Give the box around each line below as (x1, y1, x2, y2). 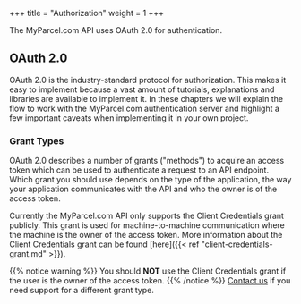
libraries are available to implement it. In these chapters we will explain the (9, 93, 284, 104)
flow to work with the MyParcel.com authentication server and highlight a (9, 103, 280, 114)
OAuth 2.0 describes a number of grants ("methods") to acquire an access (9, 156, 285, 166)
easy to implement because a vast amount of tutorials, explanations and (9, 84, 275, 95)
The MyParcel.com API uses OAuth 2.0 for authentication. (9, 25, 222, 35)
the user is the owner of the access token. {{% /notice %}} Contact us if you (9, 275, 291, 286)
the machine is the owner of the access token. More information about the (9, 230, 283, 241)
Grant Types (9, 134, 64, 147)
